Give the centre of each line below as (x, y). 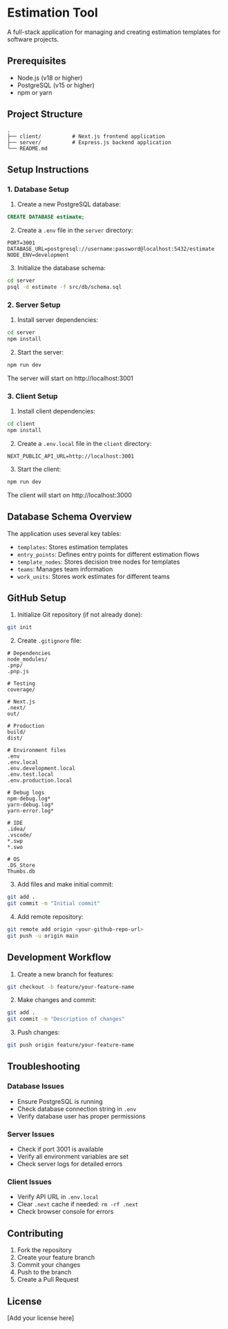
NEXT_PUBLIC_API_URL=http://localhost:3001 (71, 456)
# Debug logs (26, 793)
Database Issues (36, 1087)
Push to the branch (44, 1272)
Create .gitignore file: (49, 641)
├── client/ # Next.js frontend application (86, 136)
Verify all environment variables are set (73, 1157)
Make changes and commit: (57, 1000)
